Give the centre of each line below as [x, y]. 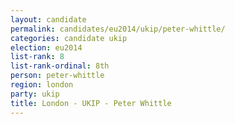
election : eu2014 [46, 47]
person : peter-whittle [57, 76]
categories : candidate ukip [69, 38]
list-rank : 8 [37, 57]
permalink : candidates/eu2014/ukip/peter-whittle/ [118, 29]
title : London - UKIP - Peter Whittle [91, 103]
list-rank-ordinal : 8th [60, 66]
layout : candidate [48, 19]
